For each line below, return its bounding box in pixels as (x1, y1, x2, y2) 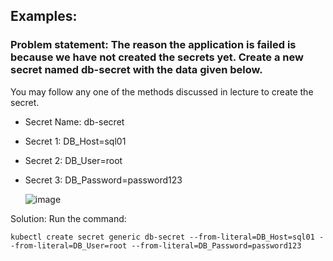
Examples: (10, 8, 78, 25)
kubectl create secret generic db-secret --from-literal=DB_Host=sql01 (10, 232, 315, 242)
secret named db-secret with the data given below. (10, 63, 263, 77)
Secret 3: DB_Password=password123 (24, 174, 183, 186)
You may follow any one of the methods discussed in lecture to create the (10, 85, 314, 98)
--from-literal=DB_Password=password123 (131, 240, 302, 251)
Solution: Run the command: (10, 212, 127, 224)
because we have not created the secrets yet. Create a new (10, 50, 304, 64)
